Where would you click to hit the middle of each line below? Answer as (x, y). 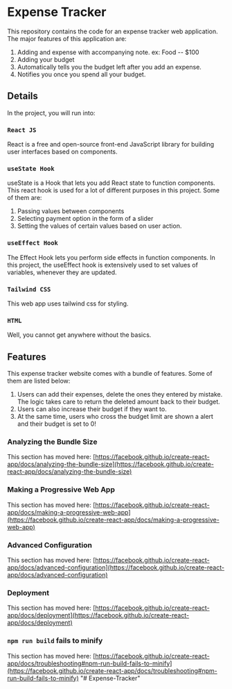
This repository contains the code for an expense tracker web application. (113, 31)
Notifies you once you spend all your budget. (81, 74)
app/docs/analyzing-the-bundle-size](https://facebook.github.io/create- (111, 464)
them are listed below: (39, 381)
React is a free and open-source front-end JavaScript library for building (111, 144)
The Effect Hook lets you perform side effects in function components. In (111, 257)
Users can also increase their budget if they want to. (92, 409)
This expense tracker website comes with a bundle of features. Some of (110, 374)
